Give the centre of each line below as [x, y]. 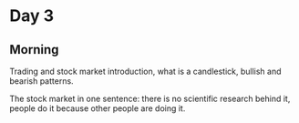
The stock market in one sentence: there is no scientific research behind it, [150, 98]
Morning [34, 50]
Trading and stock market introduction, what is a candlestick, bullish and [145, 71]
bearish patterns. [42, 81]
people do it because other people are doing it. [98, 108]
